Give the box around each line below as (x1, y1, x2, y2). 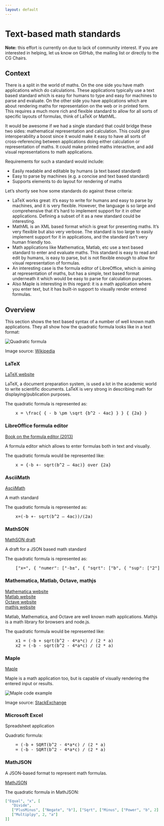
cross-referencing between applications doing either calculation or (5, 138, 140, 145)
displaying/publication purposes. (5, 391, 71, 398)
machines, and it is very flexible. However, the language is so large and (12, 203, 156, 209)
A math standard (5, 495, 39, 501)
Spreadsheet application (5, 723, 55, 729)
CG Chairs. (5, 55, 27, 61)
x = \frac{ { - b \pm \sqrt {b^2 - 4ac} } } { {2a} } (15, 410, 147, 416)
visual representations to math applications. (5, 149, 93, 155)
